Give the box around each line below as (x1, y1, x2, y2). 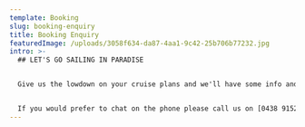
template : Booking (9, 13, 79, 23)
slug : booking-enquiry (9, 22, 95, 31)
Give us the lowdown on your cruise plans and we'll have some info (17, 80, 282, 89)
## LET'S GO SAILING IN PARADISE (17, 55, 144, 64)
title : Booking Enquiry (9, 30, 100, 39)
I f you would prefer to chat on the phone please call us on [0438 (17, 104, 279, 113)
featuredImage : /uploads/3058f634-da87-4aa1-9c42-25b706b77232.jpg (9, 38, 271, 48)
